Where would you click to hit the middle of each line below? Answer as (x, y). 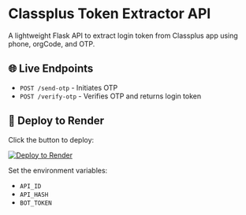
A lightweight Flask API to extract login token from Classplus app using (123, 35)
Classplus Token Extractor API (110, 14)
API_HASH (34, 195)
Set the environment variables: (58, 170)
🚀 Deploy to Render (56, 121)
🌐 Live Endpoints (51, 69)
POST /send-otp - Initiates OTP (69, 87)
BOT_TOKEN (36, 203)
